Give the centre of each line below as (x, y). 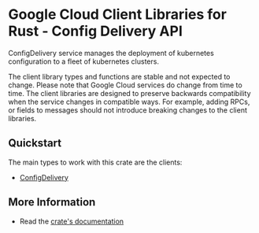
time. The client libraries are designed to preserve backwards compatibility (129, 93)
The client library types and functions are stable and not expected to (119, 76)
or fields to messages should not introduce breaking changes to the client (128, 110)
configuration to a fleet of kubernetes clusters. (84, 61)
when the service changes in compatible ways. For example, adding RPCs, (129, 102)
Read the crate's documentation (72, 221)
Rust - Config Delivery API (95, 31)
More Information (52, 202)
